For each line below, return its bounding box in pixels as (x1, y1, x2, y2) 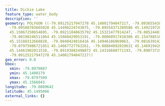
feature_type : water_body (5, 12, 58, 17)
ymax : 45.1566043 (9, 80, 45, 85)
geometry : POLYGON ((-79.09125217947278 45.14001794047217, (5, 21, 131, 26)
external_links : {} (5, 93, 45, 98)
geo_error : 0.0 (5, 57, 36, 62)
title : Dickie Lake (5, 7, 45, 12)
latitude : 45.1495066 (5, 89, 50, 94)
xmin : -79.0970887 (9, 66, 48, 71)
